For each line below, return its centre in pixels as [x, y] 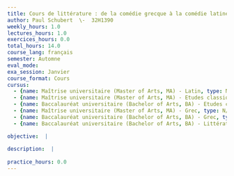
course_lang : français [40, 53]
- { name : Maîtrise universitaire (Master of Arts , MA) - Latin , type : [118, 91]
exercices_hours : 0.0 [39, 40]
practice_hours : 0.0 [37, 162]
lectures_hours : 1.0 [37, 33]
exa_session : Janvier [39, 72]
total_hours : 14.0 [34, 46]
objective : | [28, 136]
